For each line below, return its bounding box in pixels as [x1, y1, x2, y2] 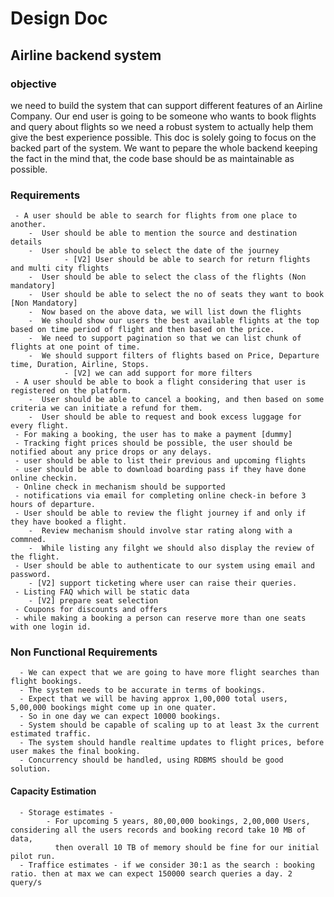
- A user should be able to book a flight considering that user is [14, 377, 307, 387]
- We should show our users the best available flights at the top [28, 316, 320, 326]
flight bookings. [10, 677, 83, 687]
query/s [10, 877, 43, 887]
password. [10, 570, 52, 580]
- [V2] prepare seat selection [28, 596, 159, 606]
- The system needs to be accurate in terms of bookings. [19, 685, 267, 696]
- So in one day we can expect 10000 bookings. [19, 712, 222, 722]
